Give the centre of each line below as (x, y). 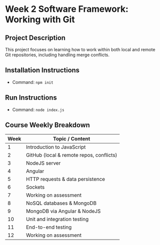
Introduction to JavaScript (56, 147)
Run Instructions (31, 98)
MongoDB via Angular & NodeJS (64, 211)
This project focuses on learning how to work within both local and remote (80, 50)
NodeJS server (43, 163)
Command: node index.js (38, 109)
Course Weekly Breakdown (48, 125)
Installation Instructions (42, 70)
